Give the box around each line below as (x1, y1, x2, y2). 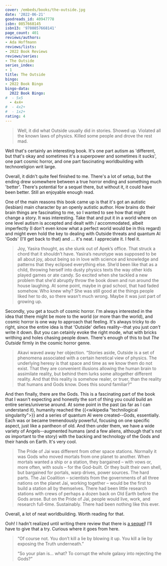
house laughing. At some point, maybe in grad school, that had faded (17, 283, 159, 288)
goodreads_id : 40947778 (5, 16, 55, 21)
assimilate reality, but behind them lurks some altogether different (17, 371, 153, 377)
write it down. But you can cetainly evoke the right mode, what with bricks (5, 329, 157, 335)
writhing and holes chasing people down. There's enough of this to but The (5, 334, 160, 340)
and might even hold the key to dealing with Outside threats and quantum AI (5, 230, 161, 237)
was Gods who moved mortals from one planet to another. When (17, 453, 150, 459)
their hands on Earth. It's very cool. (5, 438, 77, 444)
